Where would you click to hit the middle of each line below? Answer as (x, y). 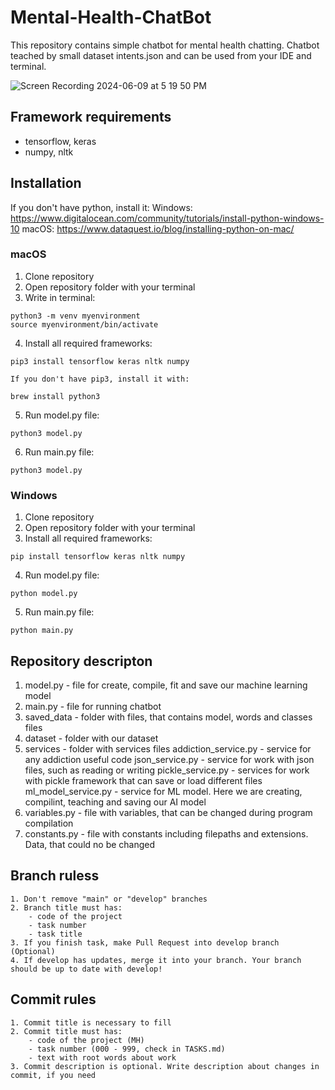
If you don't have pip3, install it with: (100, 379)
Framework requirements (91, 117)
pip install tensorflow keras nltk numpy (98, 557)
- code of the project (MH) (86, 1040)
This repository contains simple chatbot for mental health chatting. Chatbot (165, 45)
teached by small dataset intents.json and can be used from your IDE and (161, 55)
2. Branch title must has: (66, 907)
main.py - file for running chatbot (93, 706)
